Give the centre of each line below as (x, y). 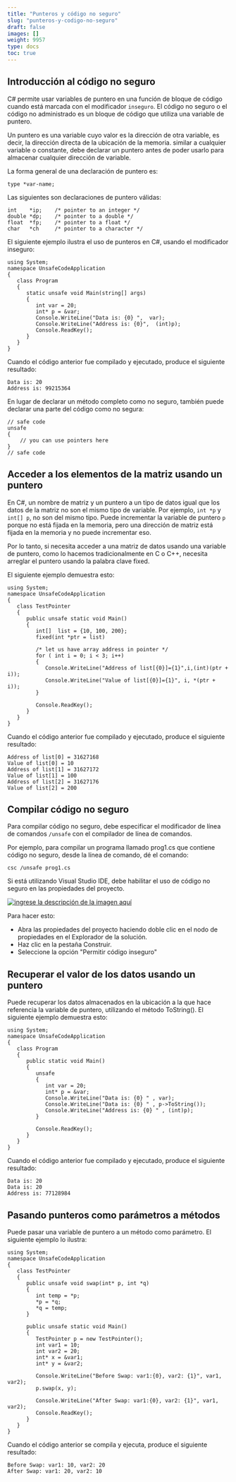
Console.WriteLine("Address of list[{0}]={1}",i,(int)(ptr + (137, 668)
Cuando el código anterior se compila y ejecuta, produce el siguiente (107, 1445)
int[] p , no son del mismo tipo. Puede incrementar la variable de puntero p (117, 517)
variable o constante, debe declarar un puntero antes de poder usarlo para (116, 150)
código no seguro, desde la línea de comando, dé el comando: (98, 855)
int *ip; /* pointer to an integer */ (74, 210)
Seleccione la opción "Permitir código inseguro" (87, 952)
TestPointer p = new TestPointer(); (89, 1339)
